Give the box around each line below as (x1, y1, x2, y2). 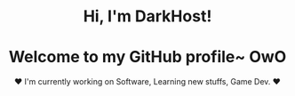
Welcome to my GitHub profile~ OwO (8, 47, 287, 68)
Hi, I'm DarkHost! (83, 6, 212, 27)
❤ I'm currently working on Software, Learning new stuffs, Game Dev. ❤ (14, 76, 281, 87)
